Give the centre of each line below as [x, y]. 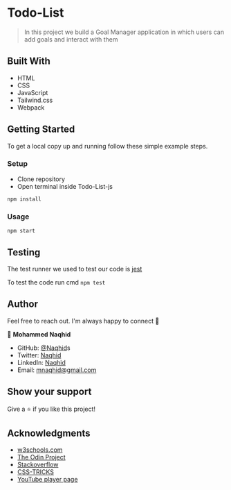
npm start [21, 231]
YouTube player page [47, 480]
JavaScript [33, 92]
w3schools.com [40, 450]
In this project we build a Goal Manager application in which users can [124, 32]
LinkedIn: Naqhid [41, 362]
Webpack [31, 107]
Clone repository [41, 179]
